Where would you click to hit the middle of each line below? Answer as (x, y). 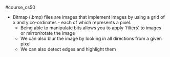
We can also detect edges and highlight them (68, 49)
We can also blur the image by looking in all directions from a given (91, 38)
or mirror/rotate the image (48, 33)
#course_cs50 (20, 7)
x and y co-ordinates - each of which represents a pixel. (72, 22)
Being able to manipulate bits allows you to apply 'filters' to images (91, 28)
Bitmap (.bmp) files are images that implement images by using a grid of (89, 17)
